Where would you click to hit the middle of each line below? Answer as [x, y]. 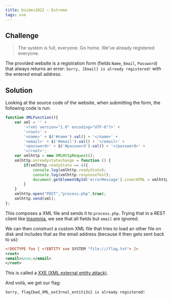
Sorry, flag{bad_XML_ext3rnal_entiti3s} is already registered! [75, 292]
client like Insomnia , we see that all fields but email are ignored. [72, 218]
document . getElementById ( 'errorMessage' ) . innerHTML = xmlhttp [100, 179]
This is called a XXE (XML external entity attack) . [57, 273]
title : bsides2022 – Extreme [36, 10]
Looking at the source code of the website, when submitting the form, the [83, 103]
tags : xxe [16, 15]
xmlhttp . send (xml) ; [35, 198]
